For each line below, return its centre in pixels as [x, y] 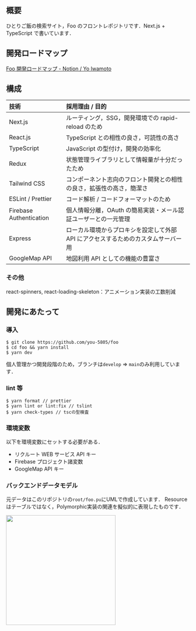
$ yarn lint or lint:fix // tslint [49, 406]
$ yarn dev [19, 353]
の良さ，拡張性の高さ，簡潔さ [107, 188]
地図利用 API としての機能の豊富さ [113, 258]
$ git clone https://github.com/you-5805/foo [62, 342]
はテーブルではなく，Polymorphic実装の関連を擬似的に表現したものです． [95, 507]
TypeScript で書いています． [40, 33]
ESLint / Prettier [30, 199]
